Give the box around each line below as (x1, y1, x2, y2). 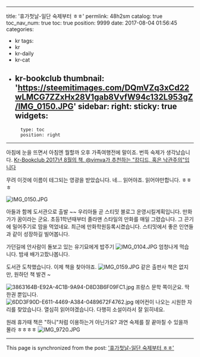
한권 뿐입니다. (6, 291, 39, 298)
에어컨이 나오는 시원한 (135, 298, 186, 305)
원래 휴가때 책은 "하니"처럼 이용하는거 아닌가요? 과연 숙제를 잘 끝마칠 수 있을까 (6, 318, 189, 325)
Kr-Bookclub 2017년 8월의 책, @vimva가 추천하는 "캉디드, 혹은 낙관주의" (14, 156, 185, 163)
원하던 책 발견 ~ (14, 270, 51, 278)
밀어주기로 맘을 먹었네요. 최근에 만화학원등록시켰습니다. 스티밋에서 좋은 (12, 223, 178, 230)
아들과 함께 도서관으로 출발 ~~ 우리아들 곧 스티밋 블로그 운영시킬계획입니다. (6, 208, 182, 215)
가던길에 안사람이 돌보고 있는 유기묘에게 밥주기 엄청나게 (6, 243, 179, 250)
